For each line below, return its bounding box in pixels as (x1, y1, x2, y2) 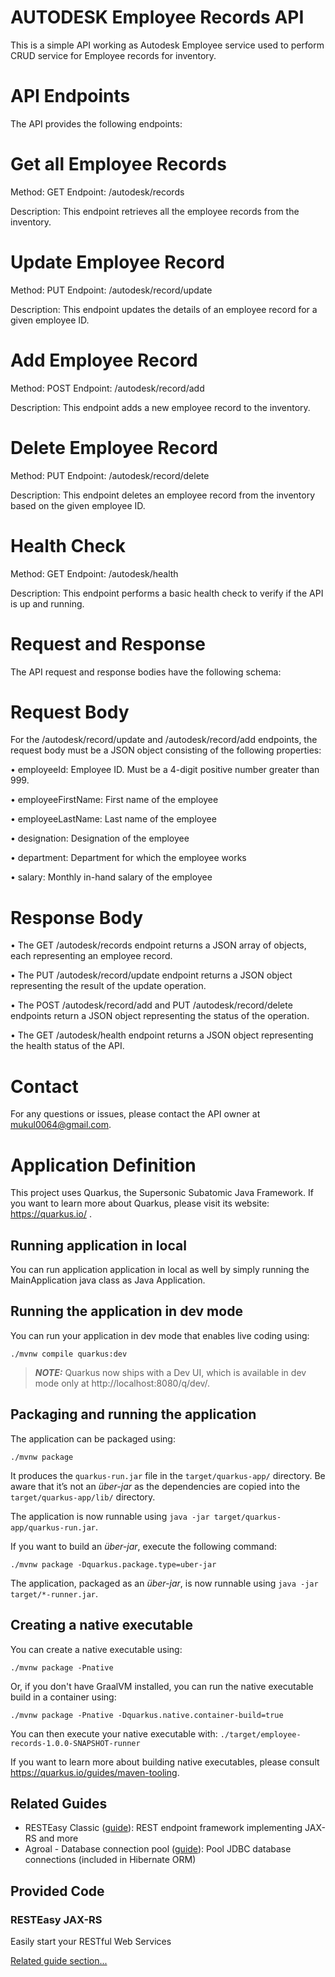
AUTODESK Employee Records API (10, 6, 305, 29)
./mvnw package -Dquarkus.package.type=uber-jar (10, 1559, 217, 1570)
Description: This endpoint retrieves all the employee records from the (10, 205, 300, 217)
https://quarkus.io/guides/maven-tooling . (10, 1766, 180, 1778)
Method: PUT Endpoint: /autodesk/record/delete (10, 469, 210, 481)
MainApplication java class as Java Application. (10, 1274, 206, 1286)
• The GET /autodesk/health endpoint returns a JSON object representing (10, 1029, 314, 1041)
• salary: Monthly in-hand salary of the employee (10, 871, 213, 883)
